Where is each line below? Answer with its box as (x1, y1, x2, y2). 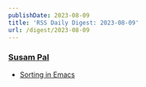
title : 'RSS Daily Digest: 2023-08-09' (8, 19, 140, 27)
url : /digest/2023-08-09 (8, 26, 90, 34)
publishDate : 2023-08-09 (8, 11, 90, 20)
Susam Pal (8, 52, 50, 63)
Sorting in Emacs (19, 70, 75, 79)
